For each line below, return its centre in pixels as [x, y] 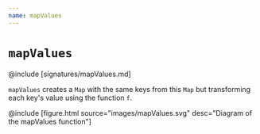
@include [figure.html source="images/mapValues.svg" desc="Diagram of [130, 113]
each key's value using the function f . [70, 98]
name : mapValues [35, 15]
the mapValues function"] [50, 121]
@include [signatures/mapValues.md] [70, 74]
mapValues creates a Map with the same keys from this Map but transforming [130, 89]
